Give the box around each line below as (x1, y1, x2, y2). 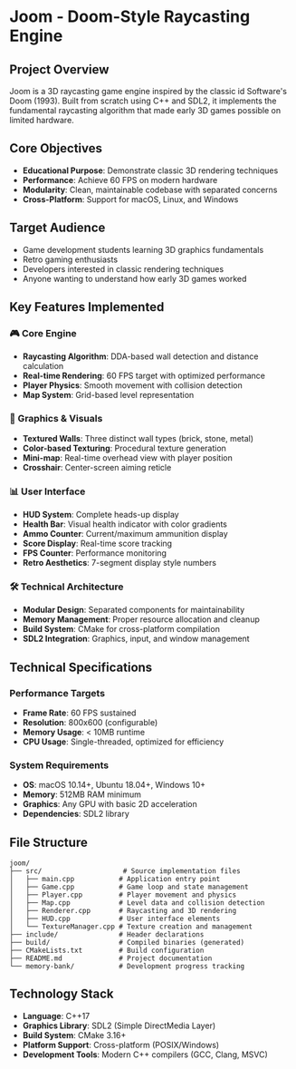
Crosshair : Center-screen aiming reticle (22, 462, 172, 472)
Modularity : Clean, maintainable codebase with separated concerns (22, 184, 278, 195)
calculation (22, 361, 64, 372)
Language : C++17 (22, 1010, 91, 1021)
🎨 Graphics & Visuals (9, 413, 103, 425)
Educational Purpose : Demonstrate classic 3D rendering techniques (22, 165, 279, 176)
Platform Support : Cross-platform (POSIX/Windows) (22, 1039, 220, 1050)
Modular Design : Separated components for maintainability (22, 605, 245, 616)
